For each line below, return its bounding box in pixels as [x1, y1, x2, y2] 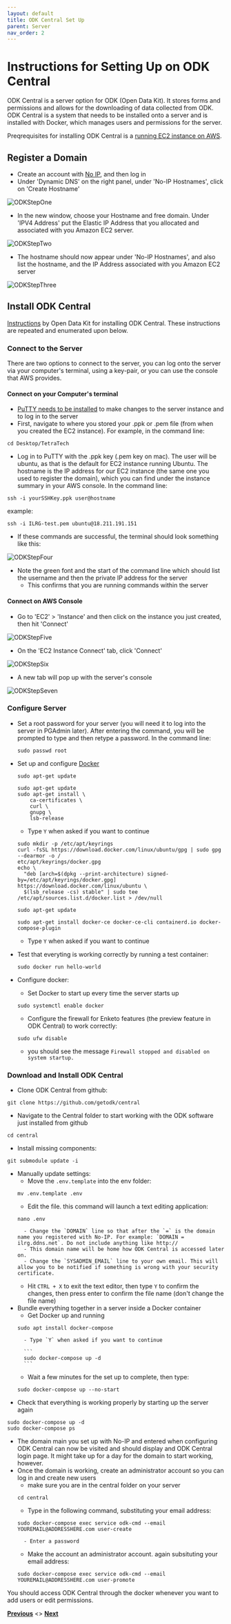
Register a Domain [7, 152, 88, 163]
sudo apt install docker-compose [17, 1325, 114, 1332]
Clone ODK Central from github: [17, 1086, 108, 1095]
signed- [147, 870, 169, 877]
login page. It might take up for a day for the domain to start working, [17, 1452, 214, 1460]
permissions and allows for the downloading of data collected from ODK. [7, 104, 214, 112]
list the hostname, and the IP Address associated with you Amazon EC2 [17, 260, 221, 268]
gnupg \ [30, 809, 52, 815]
